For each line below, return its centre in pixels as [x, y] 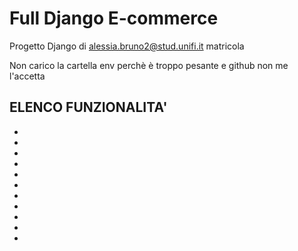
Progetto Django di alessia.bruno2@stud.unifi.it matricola [127, 46]
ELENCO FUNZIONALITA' [88, 107]
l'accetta [27, 76]
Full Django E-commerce [114, 18]
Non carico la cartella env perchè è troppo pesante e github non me [149, 65]
